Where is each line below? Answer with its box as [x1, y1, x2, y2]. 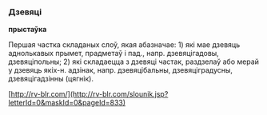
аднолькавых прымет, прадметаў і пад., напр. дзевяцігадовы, [8, 49, 220, 58]
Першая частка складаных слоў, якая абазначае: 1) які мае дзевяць [8, 40, 241, 50]
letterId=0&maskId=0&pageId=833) [8, 98, 126, 108]
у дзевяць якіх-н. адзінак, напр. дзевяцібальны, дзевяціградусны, [8, 65, 233, 75]
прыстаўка [8, 25, 47, 34]
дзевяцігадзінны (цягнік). [8, 74, 94, 84]
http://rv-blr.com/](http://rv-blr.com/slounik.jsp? [10, 89, 169, 99]
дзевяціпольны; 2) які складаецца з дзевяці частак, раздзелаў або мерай [8, 57, 260, 66]
